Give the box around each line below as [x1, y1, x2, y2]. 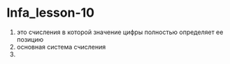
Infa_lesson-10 [6, 5, 95, 21]
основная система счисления [16, 42, 106, 51]
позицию [16, 35, 44, 43]
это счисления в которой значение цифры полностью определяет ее [16, 28, 224, 36]
